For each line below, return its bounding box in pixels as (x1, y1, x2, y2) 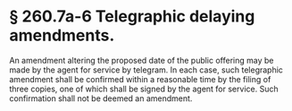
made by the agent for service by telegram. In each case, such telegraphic (9, 64, 284, 75)
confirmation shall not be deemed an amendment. (9, 92, 193, 104)
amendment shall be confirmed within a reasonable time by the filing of (9, 73, 271, 84)
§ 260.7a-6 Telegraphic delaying (9, 6, 255, 27)
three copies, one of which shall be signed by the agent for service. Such (9, 83, 279, 94)
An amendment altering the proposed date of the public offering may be (9, 55, 274, 65)
